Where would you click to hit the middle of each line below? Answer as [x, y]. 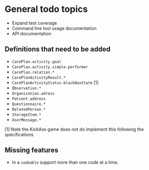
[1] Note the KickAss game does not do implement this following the [74, 129]
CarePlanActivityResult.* [39, 78]
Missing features [31, 150]
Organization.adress [33, 93]
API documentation [32, 33]
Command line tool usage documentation [54, 28]
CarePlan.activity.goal [37, 62]
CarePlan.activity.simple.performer [50, 67]
